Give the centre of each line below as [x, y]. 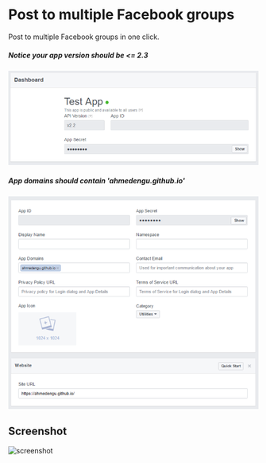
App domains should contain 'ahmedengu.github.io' [96, 180]
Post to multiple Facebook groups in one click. [84, 37]
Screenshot [38, 432]
